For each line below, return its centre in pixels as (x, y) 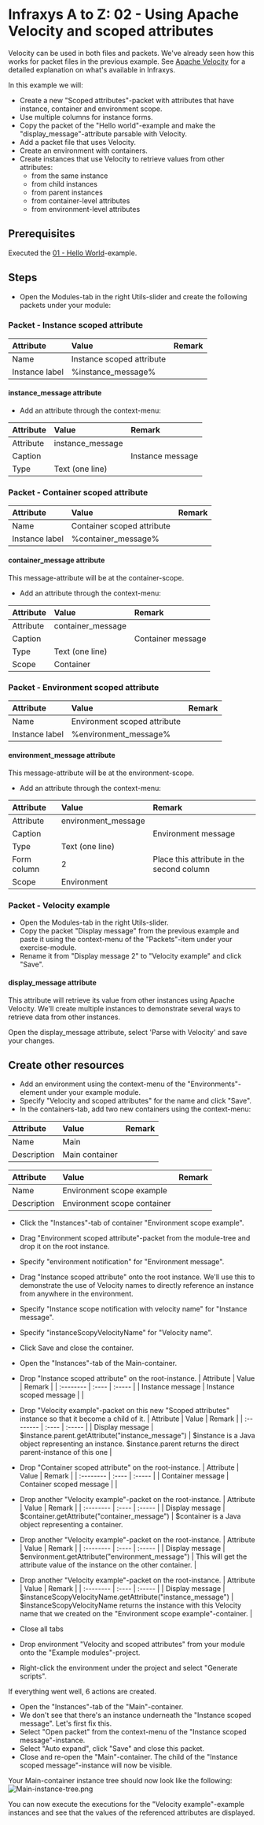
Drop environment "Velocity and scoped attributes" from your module (132, 1645)
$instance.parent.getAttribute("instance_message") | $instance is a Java (137, 1436)
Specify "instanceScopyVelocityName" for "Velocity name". (116, 1333)
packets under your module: (65, 305)
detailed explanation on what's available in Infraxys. (92, 69)
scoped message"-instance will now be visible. (96, 1765)
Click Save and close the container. (77, 1348)
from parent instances (67, 192)
